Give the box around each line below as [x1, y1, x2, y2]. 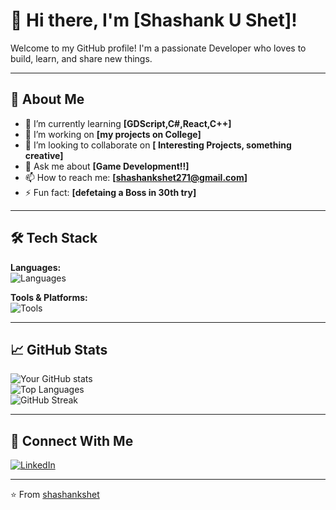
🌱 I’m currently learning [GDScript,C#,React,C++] [24, 117, 232, 129]
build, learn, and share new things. [10, 52, 153, 64]
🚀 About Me [10, 91, 85, 108]
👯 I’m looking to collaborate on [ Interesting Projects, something [24, 139, 292, 151]
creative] [24, 149, 64, 161]
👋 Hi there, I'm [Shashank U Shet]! [10, 9, 298, 32]
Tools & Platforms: [10, 291, 88, 303]
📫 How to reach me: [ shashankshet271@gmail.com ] [24, 171, 248, 183]
